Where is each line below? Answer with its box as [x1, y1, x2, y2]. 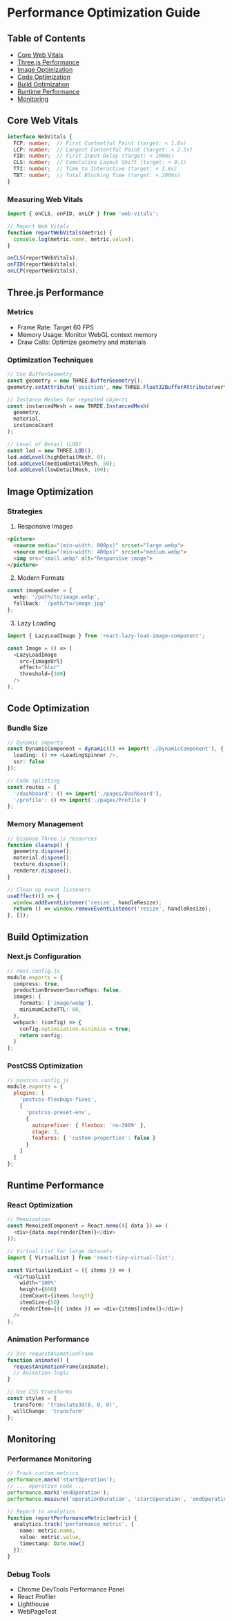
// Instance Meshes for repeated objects [7, 396, 128, 403]
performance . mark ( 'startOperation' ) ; [7, 1476, 116, 1484]
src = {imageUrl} [19, 657, 64, 665]
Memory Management [7, 819, 84, 829]
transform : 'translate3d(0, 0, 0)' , [13, 1401, 119, 1408]
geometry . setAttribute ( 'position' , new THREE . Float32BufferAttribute [7, 383, 212, 390]
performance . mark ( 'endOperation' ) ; [7, 1489, 110, 1496]
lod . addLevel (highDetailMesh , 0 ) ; [7, 453, 107, 461]
